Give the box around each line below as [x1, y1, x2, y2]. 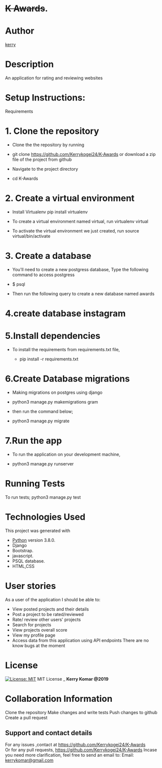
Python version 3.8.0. [12, 537, 55, 543]
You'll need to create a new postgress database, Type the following [12, 266, 149, 272]
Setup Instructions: [5, 92, 85, 103]
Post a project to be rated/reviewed [12, 611, 84, 617]
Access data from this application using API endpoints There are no [12, 637, 149, 643]
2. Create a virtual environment [5, 193, 135, 204]
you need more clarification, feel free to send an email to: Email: [5, 752, 134, 758]
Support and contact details [5, 729, 92, 737]
